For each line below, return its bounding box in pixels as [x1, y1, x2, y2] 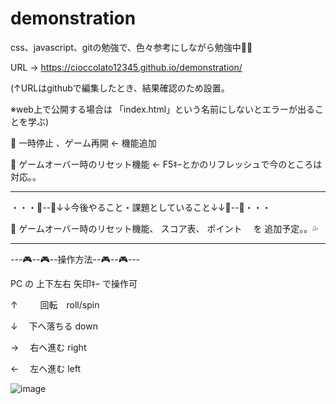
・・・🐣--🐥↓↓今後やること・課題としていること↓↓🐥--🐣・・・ [10, 201, 272, 213]
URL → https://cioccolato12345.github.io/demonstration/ [10, 61, 243, 73]
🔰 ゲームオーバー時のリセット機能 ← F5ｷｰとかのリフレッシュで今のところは [10, 158, 323, 170]
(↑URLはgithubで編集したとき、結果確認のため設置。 [10, 82, 230, 94]
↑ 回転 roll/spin [10, 298, 100, 311]
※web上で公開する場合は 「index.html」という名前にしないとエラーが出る [10, 103, 316, 115]
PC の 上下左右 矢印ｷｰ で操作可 [10, 277, 138, 289]
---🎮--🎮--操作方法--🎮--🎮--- [10, 253, 141, 265]
